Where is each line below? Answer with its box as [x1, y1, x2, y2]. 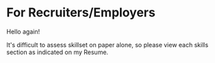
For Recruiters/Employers [6, 5, 155, 21]
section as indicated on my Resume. [6, 48, 109, 56]
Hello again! [6, 27, 40, 36]
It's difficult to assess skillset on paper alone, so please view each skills [6, 40, 209, 49]
